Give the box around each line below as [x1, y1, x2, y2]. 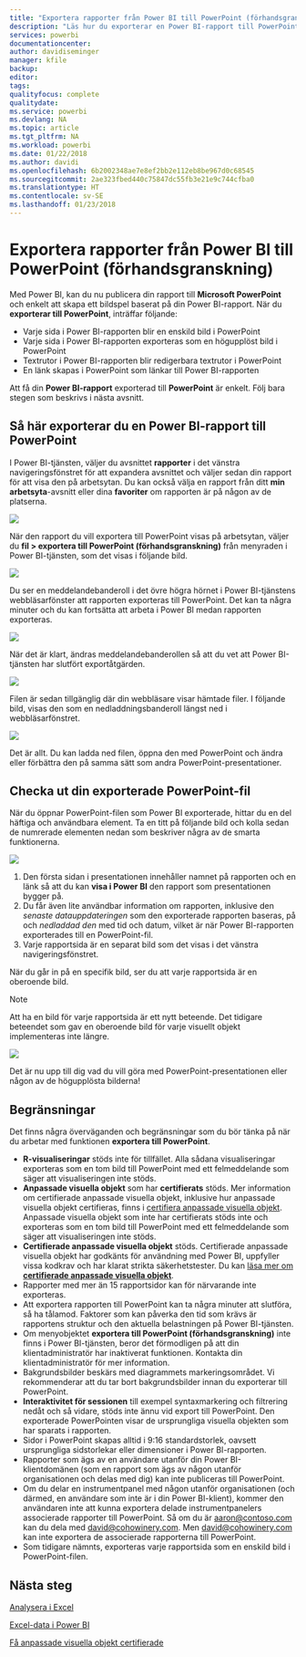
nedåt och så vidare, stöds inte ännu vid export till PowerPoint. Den [22, 1406, 275, 1417]
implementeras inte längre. [9, 1031, 110, 1042]
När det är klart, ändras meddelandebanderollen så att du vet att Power [9, 649, 277, 660]
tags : [9, 81, 30, 90]
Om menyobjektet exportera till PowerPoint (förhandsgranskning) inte [22, 1329, 291, 1339]
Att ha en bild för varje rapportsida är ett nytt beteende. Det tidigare [9, 1012, 262, 1023]
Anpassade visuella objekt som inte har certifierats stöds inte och [22, 1212, 269, 1223]
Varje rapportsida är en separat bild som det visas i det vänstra [22, 939, 260, 950]
